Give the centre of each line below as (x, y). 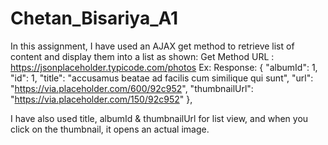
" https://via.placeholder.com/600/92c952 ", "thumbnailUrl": (132, 88)
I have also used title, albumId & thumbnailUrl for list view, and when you (159, 118)
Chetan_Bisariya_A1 (94, 18)
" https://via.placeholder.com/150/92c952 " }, (101, 99)
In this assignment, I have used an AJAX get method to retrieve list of (152, 46)
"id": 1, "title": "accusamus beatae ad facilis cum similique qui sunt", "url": (162, 78)
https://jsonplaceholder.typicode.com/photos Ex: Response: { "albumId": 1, (164, 67)
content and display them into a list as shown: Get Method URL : (142, 56)
